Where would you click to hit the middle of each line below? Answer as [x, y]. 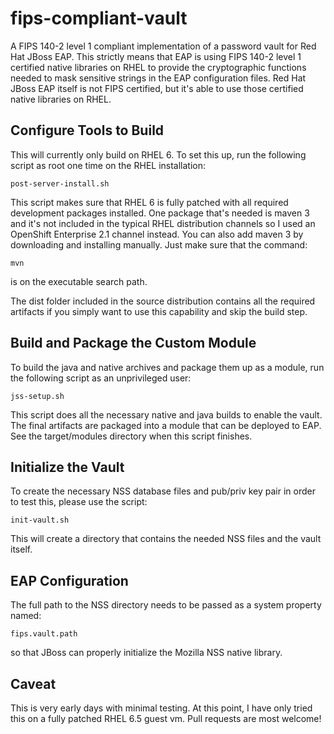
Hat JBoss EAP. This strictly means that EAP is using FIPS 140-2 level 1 [156, 56]
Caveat [33, 683]
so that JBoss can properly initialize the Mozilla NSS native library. [146, 653]
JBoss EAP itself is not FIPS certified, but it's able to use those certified [157, 88]
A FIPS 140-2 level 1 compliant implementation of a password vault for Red [163, 46]
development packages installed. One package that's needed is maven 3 [160, 213]
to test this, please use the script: [79, 502]
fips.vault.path [44, 634]
